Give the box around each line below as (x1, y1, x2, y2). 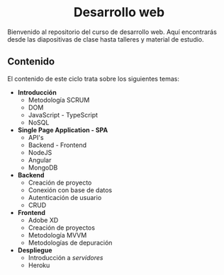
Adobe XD (28, 216, 59, 224)
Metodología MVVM (28, 230, 87, 239)
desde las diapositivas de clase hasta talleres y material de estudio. (7, 35, 204, 43)
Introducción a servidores (28, 253, 103, 262)
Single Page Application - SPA (17, 125, 108, 134)
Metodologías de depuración (28, 238, 113, 247)
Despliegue (17, 245, 52, 254)
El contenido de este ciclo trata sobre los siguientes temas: (7, 74, 179, 83)
